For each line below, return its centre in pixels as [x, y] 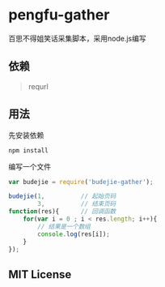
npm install [28, 150]
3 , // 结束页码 [77, 204]
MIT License [40, 274]
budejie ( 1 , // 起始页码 [62, 196]
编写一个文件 [30, 166]
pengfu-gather [59, 15]
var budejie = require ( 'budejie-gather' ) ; [81, 182]
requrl [38, 86]
